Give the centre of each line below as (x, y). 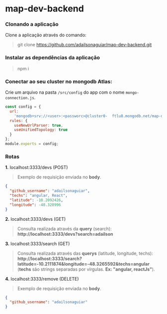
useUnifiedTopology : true (41, 130)
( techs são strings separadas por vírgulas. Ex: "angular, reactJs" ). (86, 269)
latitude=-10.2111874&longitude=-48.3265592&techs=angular (83, 264)
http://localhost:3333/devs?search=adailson (65, 234)
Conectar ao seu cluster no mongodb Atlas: (59, 81)
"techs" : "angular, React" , (39, 195)
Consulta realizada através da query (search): (64, 229)
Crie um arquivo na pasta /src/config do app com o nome (65, 92)
